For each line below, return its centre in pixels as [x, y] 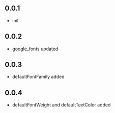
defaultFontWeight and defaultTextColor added [61, 105]
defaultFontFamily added [38, 77]
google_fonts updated [35, 49]
